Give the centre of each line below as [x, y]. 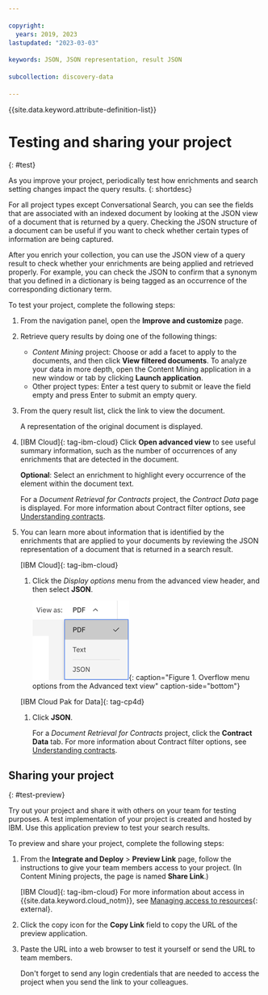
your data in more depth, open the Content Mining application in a [142, 369]
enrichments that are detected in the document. [99, 459]
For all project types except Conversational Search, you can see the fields [131, 204]
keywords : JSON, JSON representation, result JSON [95, 60]
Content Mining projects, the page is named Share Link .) [114, 876]
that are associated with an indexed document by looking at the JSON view [133, 213]
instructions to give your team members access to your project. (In [131, 868]
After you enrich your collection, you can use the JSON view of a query [127, 254]
